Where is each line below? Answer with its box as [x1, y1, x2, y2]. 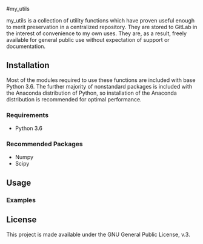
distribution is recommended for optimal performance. [6, 95, 142, 103]
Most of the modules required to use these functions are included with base [6, 76, 196, 84]
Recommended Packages [6, 140, 83, 148]
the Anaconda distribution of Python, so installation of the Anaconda [6, 89, 177, 97]
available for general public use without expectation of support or [6, 36, 170, 43]
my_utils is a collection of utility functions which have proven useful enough [6, 17, 195, 24]
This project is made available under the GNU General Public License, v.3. [6, 231, 190, 238]
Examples [6, 195, 36, 204]
